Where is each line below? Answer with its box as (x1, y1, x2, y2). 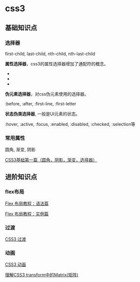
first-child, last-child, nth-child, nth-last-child (5, 51, 96, 57)
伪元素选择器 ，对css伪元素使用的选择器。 (5, 91, 89, 97)
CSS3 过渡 (5, 236, 26, 242)
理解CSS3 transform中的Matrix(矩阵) (5, 272, 79, 278)
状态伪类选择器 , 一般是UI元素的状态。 (5, 111, 80, 117)
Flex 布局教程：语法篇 (5, 201, 49, 206)
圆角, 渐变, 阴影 (5, 147, 35, 153)
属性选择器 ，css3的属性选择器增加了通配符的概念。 (5, 60, 108, 66)
